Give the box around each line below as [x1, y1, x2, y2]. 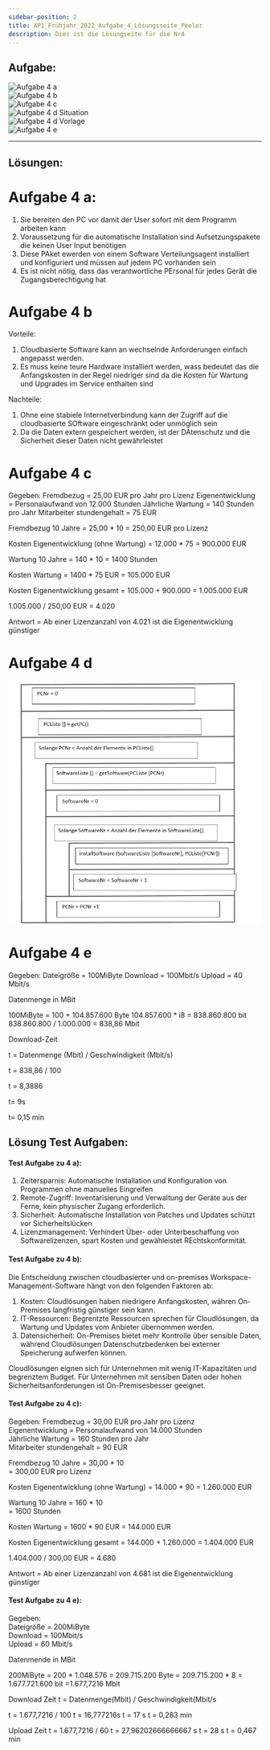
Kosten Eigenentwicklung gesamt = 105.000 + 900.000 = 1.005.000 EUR [8, 586, 248, 596]
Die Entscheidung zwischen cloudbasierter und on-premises [8, 1272, 209, 1282]
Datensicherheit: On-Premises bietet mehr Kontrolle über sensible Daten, [19, 1331, 262, 1340]
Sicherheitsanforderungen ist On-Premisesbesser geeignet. [8, 1381, 207, 1390]
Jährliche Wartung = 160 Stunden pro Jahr [8, 1434, 149, 1443]
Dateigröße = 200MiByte [8, 1622, 90, 1632]
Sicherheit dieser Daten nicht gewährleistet [19, 435, 163, 446]
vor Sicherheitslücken [19, 1219, 92, 1228]
